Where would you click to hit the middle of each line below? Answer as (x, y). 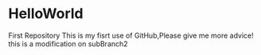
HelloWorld (46, 14)
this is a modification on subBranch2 (68, 43)
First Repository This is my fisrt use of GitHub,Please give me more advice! (131, 35)
